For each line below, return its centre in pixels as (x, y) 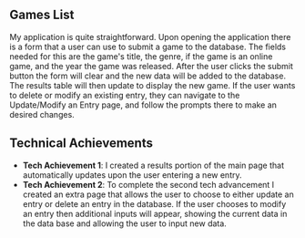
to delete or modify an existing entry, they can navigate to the (125, 95)
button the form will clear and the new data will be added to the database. (148, 76)
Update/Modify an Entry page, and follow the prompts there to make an (143, 105)
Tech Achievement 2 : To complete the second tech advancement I (148, 184)
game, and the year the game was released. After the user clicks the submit (152, 66)
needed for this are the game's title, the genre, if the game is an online (141, 56)
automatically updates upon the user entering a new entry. (132, 175)
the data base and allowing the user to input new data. (125, 223)
